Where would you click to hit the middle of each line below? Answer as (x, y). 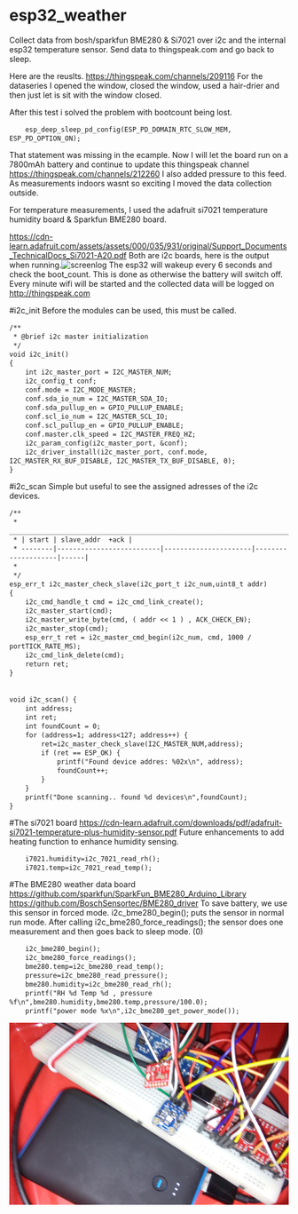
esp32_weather (68, 16)
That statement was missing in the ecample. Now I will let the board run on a (149, 155)
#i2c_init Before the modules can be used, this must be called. (123, 310)
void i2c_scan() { (43, 699)
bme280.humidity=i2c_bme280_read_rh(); (99, 984)
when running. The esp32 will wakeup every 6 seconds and (141, 265)
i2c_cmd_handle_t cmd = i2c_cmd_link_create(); (114, 602)
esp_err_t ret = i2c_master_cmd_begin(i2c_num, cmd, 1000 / (138, 637)
